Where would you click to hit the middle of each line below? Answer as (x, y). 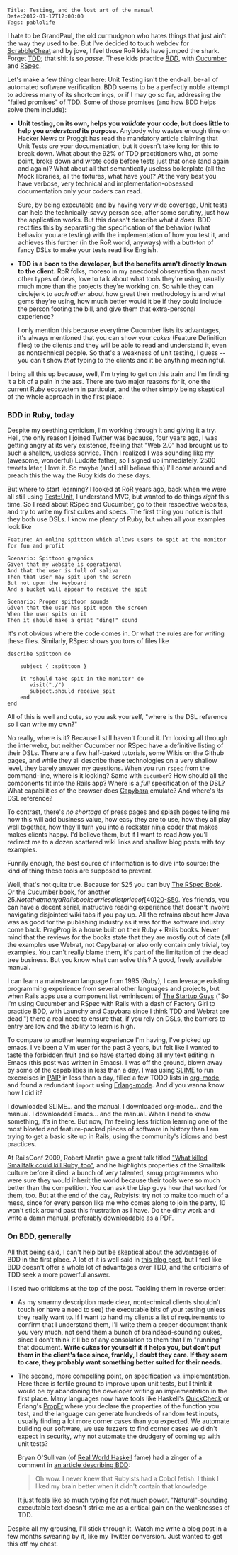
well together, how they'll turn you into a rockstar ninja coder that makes (113, 827)
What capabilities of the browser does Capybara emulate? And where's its (115, 791)
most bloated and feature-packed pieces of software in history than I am (113, 1129)
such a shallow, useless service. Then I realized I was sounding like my (111, 453)
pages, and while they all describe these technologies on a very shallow (112, 761)
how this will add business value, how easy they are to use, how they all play (119, 820)
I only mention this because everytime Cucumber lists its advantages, (119, 330)
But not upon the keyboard (47, 583)
